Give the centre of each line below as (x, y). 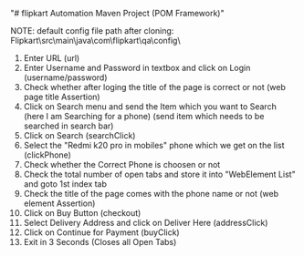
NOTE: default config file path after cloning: (92, 31)
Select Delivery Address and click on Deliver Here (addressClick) (146, 223)
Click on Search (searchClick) (79, 135)
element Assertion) (59, 203)
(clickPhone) (47, 155)
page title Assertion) (62, 97)
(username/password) (65, 77)
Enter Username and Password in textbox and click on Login (137, 68)
